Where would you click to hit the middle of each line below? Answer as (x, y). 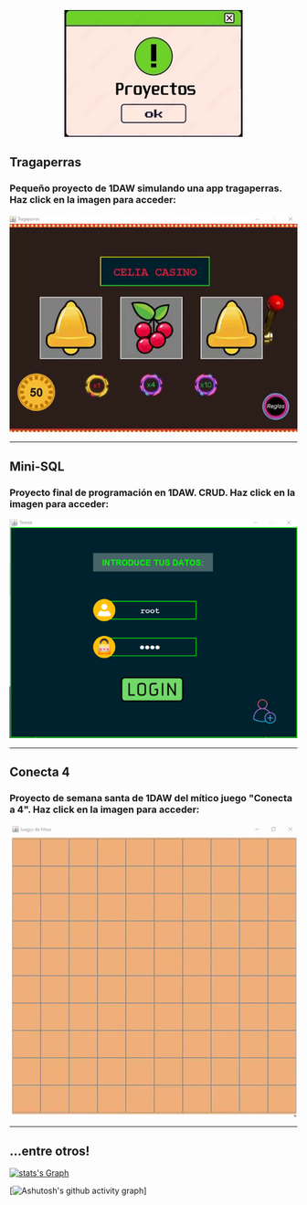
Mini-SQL (37, 466)
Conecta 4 (40, 772)
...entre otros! (50, 1151)
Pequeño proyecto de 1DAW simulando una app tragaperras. (146, 188)
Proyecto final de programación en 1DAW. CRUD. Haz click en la (152, 492)
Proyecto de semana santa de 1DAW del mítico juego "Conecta (151, 798)
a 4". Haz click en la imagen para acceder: (105, 809)
